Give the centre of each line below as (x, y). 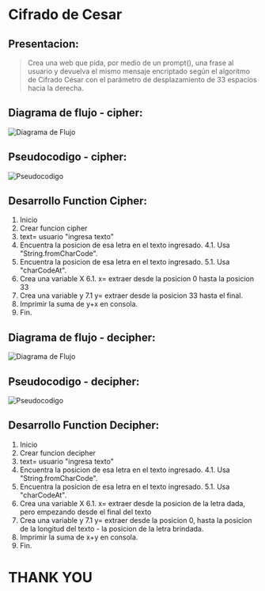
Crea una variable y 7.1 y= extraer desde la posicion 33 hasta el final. (131, 295)
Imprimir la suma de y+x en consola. (79, 304)
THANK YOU (50, 578)
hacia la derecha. (56, 88)
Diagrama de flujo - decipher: (82, 337)
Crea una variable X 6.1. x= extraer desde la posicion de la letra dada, (132, 503)
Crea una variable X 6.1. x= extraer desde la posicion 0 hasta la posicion (137, 279)
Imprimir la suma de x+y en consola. (79, 537)
